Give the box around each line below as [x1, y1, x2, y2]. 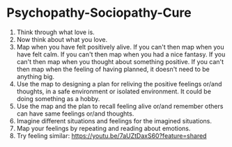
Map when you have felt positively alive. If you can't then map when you [16, 42, 224, 51]
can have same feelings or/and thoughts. [16, 109, 134, 118]
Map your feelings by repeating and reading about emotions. [16, 124, 191, 132]
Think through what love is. [16, 28, 95, 36]
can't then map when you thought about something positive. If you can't [16, 57, 224, 65]
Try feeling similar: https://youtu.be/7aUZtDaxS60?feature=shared [16, 131, 207, 140]
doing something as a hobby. [16, 94, 100, 102]
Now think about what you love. [16, 35, 108, 43]
